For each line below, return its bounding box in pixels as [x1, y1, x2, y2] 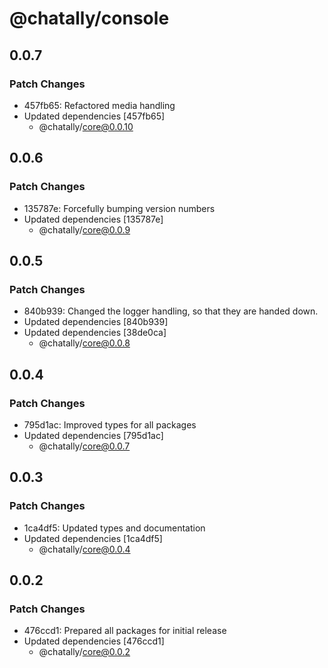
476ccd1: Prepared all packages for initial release [23, 625, 227, 637]
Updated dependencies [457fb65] [23, 110, 166, 122]
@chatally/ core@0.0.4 [38, 543, 131, 555]
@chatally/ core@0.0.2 [38, 646, 131, 658]
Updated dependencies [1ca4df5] [23, 532, 163, 544]
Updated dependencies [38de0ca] [23, 327, 167, 339]
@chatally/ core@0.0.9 [38, 223, 131, 236]
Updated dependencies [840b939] [23, 316, 169, 328]
